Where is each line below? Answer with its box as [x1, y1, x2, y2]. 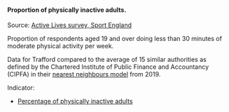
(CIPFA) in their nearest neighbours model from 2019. [7, 70, 161, 79]
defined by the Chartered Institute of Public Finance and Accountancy [7, 63, 209, 71]
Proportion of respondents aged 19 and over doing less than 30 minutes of [7, 35, 223, 43]
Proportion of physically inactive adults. [7, 6, 127, 14]
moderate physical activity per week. [7, 42, 114, 50]
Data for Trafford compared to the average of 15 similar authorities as [7, 56, 207, 64]
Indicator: [7, 83, 35, 92]
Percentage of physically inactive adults [17, 97, 133, 106]
